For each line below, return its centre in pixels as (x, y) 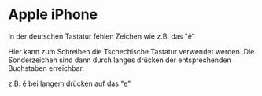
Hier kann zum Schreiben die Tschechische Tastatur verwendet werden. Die (131, 51)
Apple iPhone (53, 15)
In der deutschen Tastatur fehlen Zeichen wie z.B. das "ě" (101, 36)
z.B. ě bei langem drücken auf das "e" (70, 83)
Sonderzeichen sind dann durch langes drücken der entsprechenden (120, 60)
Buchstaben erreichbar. (46, 68)
